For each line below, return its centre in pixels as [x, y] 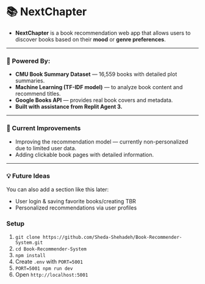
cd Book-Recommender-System [51, 249]
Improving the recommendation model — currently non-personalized [102, 142]
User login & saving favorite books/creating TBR [75, 201]
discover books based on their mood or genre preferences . [90, 39]
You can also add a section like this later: [58, 189]
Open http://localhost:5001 [52, 275]
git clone [28, 238]
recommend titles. [38, 94]
